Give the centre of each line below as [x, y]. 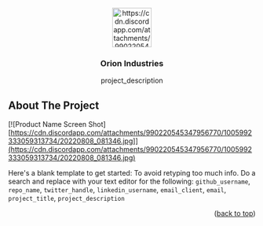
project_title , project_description [67, 198]
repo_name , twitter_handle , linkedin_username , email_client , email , [117, 190]
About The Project [54, 105]
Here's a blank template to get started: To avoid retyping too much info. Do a [132, 173]
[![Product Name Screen [47, 124]
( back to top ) [235, 213]
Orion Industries [132, 63]
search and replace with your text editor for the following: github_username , [130, 182]
